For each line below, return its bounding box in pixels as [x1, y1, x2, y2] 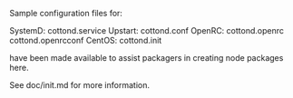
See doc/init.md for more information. [9, 80, 150, 90]
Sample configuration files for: [9, 8, 122, 18]
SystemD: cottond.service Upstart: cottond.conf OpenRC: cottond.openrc [9, 25, 284, 35]
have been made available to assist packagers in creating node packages [9, 53, 284, 63]
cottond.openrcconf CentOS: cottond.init [9, 35, 162, 45]
